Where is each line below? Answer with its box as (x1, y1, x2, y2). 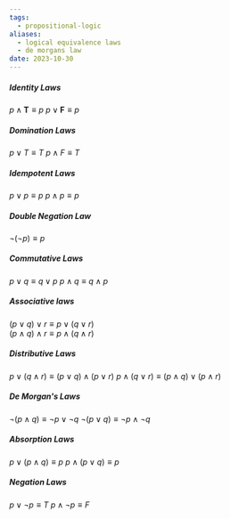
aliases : (9, 29, 42, 38)
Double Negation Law (9, 210, 92, 221)
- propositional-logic (17, 21, 102, 30)
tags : (9, 12, 29, 22)
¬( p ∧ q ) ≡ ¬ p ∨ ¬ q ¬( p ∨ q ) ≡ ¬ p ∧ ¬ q (9, 413, 151, 424)
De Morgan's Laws (9, 391, 81, 401)
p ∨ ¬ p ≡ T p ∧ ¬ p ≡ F (9, 499, 90, 510)
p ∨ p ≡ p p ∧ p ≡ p (9, 190, 80, 200)
